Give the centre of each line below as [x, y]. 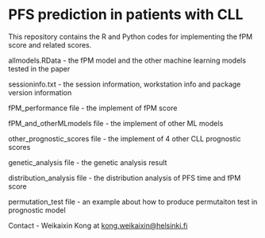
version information [40, 92]
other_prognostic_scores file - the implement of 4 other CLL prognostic [125, 138]
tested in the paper [39, 68]
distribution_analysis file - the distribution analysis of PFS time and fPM [125, 178]
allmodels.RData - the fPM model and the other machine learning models [127, 60]
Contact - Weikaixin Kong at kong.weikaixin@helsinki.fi [98, 225]
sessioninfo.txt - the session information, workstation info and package [125, 84]
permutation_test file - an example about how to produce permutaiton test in [133, 202]
